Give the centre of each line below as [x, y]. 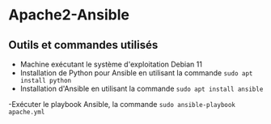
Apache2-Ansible [69, 15]
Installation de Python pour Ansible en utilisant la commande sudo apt [136, 73]
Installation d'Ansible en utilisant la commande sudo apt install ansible [142, 88]
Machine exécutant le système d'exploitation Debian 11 [111, 64]
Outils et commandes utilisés [83, 45]
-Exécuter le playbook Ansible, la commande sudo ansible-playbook [122, 104]
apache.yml [27, 112]
